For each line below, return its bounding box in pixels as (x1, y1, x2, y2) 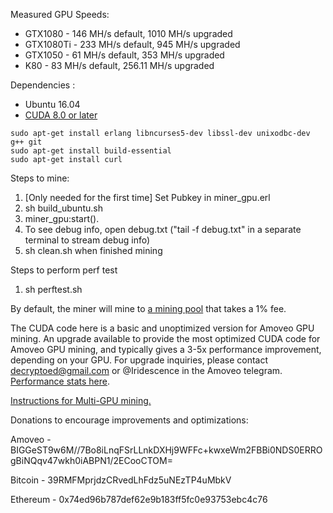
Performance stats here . (10, 375, 111, 387)
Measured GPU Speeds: (10, 9, 110, 20)
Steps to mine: (10, 172, 70, 184)
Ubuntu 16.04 (24, 99, 81, 110)
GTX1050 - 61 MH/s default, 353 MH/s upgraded (24, 49, 225, 61)
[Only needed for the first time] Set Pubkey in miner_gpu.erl (24, 192, 271, 203)
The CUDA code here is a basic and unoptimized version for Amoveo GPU (10, 322, 315, 334)
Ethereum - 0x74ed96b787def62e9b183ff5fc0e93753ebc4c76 (10, 494, 268, 505)
